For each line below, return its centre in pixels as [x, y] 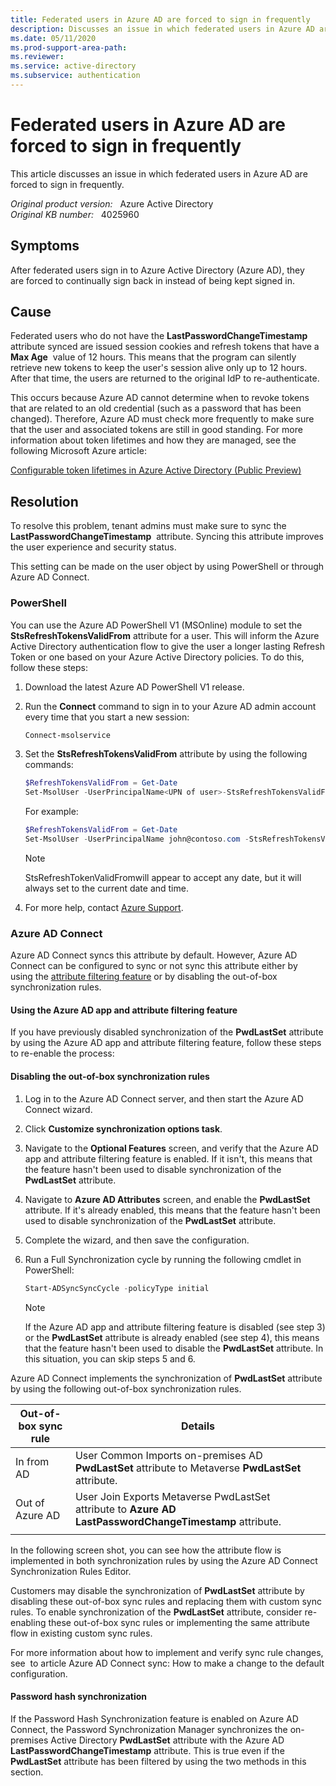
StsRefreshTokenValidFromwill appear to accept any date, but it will [163, 877]
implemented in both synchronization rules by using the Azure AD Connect [164, 1560]
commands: [49, 765]
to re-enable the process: [62, 1053]
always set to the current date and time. [106, 888]
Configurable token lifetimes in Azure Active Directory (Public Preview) [156, 470]
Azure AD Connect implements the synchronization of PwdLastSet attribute [166, 1378]
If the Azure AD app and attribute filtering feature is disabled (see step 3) [175, 1327]
